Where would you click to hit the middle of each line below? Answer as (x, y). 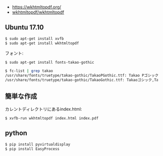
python (16, 133)
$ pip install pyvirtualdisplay (38, 144)
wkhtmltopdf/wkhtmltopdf (38, 12)
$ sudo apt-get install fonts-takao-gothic (50, 62)
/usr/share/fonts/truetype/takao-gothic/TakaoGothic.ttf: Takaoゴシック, (80, 80)
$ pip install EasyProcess (32, 149)
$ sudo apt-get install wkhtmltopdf (42, 43)
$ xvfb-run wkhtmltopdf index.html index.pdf (52, 118)
